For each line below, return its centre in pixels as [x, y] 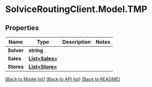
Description [77, 42]
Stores [16, 67]
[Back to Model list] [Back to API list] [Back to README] [63, 79]
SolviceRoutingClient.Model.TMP [76, 9]
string [36, 50]
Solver [16, 50]
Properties [22, 28]
